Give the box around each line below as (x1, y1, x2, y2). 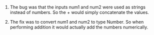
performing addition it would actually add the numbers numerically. (9, 24, 148, 30)
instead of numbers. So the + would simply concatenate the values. (9, 9, 149, 15)
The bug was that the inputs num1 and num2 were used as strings (9, 4, 146, 10)
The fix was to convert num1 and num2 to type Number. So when (9, 19, 144, 25)
